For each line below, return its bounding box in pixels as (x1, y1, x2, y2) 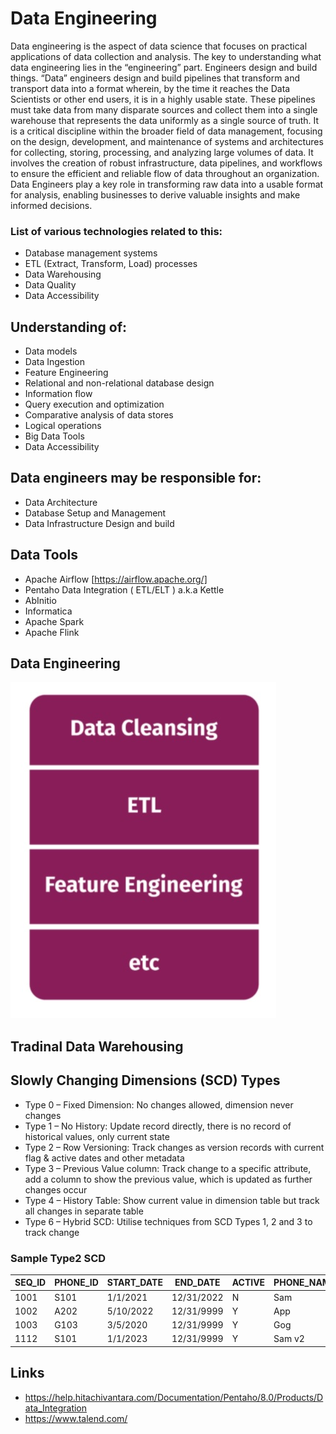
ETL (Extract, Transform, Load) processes (24, 258, 198, 270)
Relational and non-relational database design (24, 377, 215, 389)
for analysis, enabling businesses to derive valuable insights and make (10, 188, 301, 201)
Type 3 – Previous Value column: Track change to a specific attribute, (24, 1162, 312, 1174)
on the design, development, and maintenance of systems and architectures (10, 135, 324, 147)
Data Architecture (24, 496, 98, 508)
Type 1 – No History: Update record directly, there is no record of (24, 1120, 292, 1132)
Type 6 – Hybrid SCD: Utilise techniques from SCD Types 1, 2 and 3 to (24, 1215, 313, 1227)
